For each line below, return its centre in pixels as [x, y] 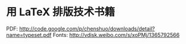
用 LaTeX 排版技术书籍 [61, 12]
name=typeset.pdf [29, 35]
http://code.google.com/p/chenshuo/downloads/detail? [87, 28]
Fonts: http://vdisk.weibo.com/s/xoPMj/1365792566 [116, 35]
